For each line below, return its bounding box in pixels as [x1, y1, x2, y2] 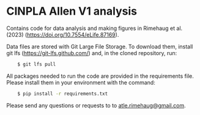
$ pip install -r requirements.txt [17, 91, 108, 97]
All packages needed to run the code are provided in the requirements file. [6, 72, 194, 80]
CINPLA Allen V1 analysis [6, 4, 138, 18]
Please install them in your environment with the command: [6, 78, 156, 86]
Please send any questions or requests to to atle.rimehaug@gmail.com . [6, 102, 186, 109]
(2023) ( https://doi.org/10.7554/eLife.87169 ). [6, 31, 119, 38]
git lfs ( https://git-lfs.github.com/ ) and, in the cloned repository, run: [6, 49, 177, 56]
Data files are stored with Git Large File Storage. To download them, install [6, 43, 193, 50]
